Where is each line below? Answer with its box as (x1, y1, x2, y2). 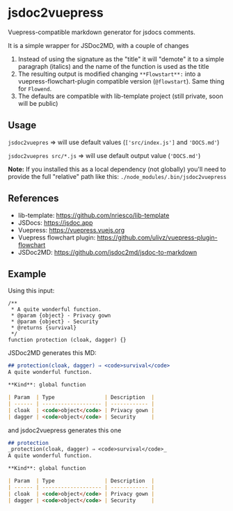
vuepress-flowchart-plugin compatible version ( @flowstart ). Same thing (17, 77, 225, 85)
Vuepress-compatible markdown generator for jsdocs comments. (8, 28, 195, 36)
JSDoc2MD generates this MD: (8, 349, 97, 357)
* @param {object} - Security (10, 318, 99, 325)
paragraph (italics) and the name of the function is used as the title (17, 62, 209, 70)
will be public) (17, 99, 58, 107)
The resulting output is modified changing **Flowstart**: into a (17, 70, 201, 78)
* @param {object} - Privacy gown (10, 312, 111, 320)
